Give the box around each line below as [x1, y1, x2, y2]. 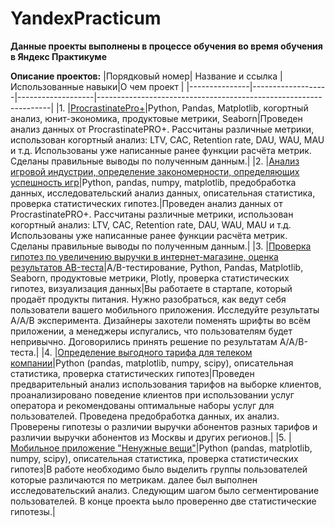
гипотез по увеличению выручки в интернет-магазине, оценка [10, 250, 279, 262]
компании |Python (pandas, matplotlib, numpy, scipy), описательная [10, 357, 294, 369]
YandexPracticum [10, 7, 162, 30]
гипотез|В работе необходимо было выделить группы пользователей [10, 463, 308, 475]
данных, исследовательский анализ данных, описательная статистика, [10, 187, 316, 199]
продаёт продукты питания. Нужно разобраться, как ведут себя [10, 293, 287, 305]
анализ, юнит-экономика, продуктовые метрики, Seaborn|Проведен [10, 112, 303, 124]
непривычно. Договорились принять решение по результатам [10, 335, 278, 347]
